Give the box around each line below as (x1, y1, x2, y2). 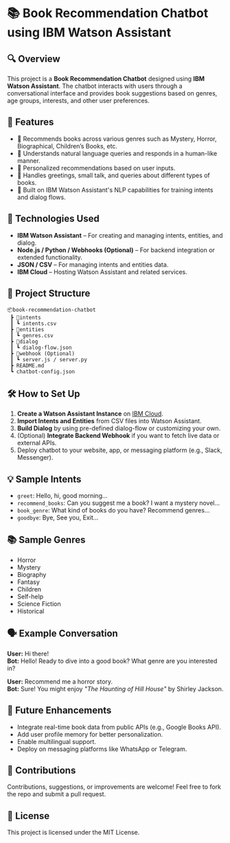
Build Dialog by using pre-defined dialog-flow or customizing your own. (16, 424, 221, 433)
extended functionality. (16, 253, 82, 261)
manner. (16, 156, 41, 165)
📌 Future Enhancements (7, 705, 112, 717)
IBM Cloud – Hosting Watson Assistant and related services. (16, 267, 187, 276)
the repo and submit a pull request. (7, 790, 106, 798)
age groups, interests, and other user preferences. (7, 97, 150, 104)
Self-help (16, 592, 43, 600)
